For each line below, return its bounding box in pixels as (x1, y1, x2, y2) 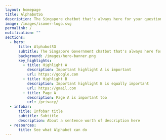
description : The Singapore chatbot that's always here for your (5, 16, 142, 21)
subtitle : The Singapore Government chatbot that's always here (18, 49, 154, 54)
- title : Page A (23, 90, 56, 95)
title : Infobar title (18, 109, 63, 114)
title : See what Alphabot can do (18, 127, 87, 132)
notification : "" (5, 30, 41, 35)
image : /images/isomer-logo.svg (5, 21, 72, 26)
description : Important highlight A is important (27, 68, 132, 72)
